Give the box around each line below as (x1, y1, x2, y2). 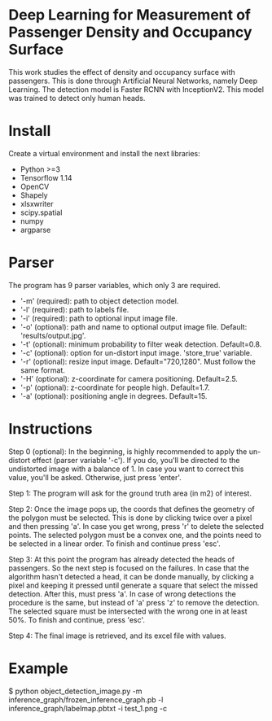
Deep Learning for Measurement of (8, 6, 251, 24)
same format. (20, 365, 65, 375)
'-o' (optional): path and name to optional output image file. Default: (20, 321, 248, 331)
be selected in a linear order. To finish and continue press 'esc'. (8, 539, 222, 548)
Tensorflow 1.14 (20, 173, 72, 182)
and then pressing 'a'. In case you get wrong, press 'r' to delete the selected (8, 521, 265, 531)
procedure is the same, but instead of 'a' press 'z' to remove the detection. (8, 597, 260, 607)
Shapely (20, 190, 48, 200)
